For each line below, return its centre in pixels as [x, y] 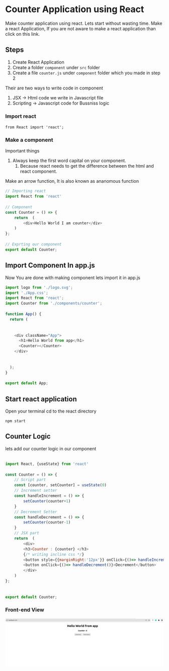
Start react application [41, 399]
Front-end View [25, 610]
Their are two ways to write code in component [54, 88]
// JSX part [27, 533]
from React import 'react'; [35, 127]
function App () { [23, 314]
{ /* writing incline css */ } [54, 554]
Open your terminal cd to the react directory [51, 411]
